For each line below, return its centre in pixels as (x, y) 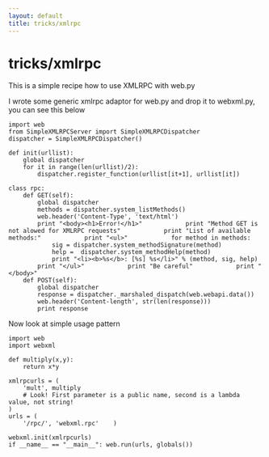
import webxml (32, 346)
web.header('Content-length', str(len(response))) (124, 302)
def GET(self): (48, 196)
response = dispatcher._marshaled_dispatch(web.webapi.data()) (146, 295)
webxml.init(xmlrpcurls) (50, 438)
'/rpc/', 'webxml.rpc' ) (70, 424)
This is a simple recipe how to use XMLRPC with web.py (102, 86)
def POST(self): (50, 281)
